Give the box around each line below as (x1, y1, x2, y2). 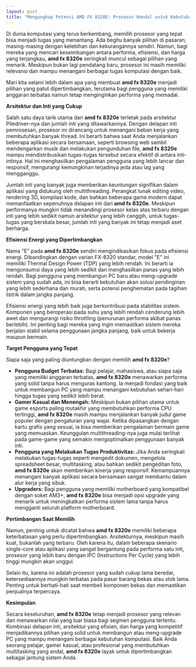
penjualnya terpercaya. (6, 587, 61, 594)
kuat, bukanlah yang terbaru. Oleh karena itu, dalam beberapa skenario (6, 539, 177, 546)
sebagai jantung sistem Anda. (6, 654, 78, 661)
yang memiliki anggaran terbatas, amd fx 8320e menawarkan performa (14, 373, 188, 380)
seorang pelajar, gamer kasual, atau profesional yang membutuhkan (6, 641, 170, 648)
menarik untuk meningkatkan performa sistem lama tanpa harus (14, 498, 169, 505)
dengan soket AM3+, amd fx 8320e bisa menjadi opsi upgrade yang (14, 491, 180, 498)
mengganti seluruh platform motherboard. (14, 504, 116, 511)
